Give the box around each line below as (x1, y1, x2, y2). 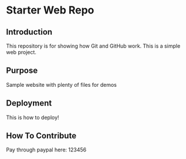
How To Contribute (6, 131, 77, 141)
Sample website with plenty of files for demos (6, 81, 117, 88)
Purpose (6, 66, 38, 76)
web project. (6, 49, 37, 56)
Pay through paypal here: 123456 (6, 146, 87, 153)
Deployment (6, 98, 52, 109)
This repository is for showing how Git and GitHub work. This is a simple (6, 42, 181, 49)
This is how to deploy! (6, 114, 60, 121)
